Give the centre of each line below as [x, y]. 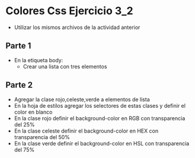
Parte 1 [18, 46]
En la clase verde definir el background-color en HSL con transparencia [102, 143]
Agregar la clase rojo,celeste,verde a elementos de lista [82, 99]
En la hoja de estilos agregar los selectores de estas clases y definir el [100, 105]
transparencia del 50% [42, 137]
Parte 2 [19, 85]
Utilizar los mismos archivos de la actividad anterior [77, 27]
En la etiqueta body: [39, 60]
